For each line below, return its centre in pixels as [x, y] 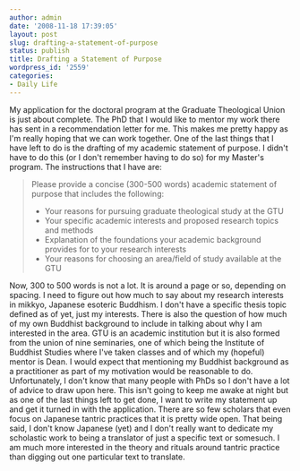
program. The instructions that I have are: [86, 167]
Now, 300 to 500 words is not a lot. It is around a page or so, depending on [148, 285]
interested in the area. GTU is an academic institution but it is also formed [145, 333]
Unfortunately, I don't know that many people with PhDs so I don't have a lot [150, 381]
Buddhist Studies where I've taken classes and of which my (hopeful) [137, 352]
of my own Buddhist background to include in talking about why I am [136, 323]
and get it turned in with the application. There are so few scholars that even [150, 409]
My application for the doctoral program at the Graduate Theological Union [147, 109]
